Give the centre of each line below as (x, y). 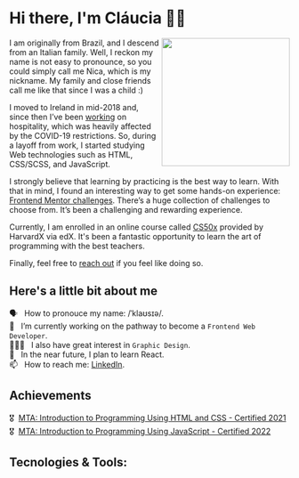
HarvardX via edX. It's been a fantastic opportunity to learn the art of (135, 236)
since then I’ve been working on (68, 117)
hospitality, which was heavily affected (80, 126)
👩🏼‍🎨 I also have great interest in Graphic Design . (100, 344)
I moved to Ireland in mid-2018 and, (74, 107)
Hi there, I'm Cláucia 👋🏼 (98, 18)
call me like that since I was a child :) (77, 90)
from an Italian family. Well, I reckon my (81, 52)
